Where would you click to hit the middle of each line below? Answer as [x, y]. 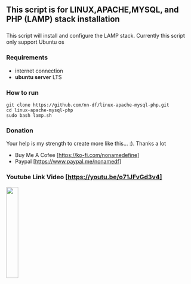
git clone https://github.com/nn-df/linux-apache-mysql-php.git [88, 105]
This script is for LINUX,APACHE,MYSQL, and [93, 10]
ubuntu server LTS [38, 77]
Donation [20, 130]
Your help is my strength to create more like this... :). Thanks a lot [86, 144]
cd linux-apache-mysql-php [40, 110]
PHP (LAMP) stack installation [63, 19]
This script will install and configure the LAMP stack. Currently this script [95, 36]
